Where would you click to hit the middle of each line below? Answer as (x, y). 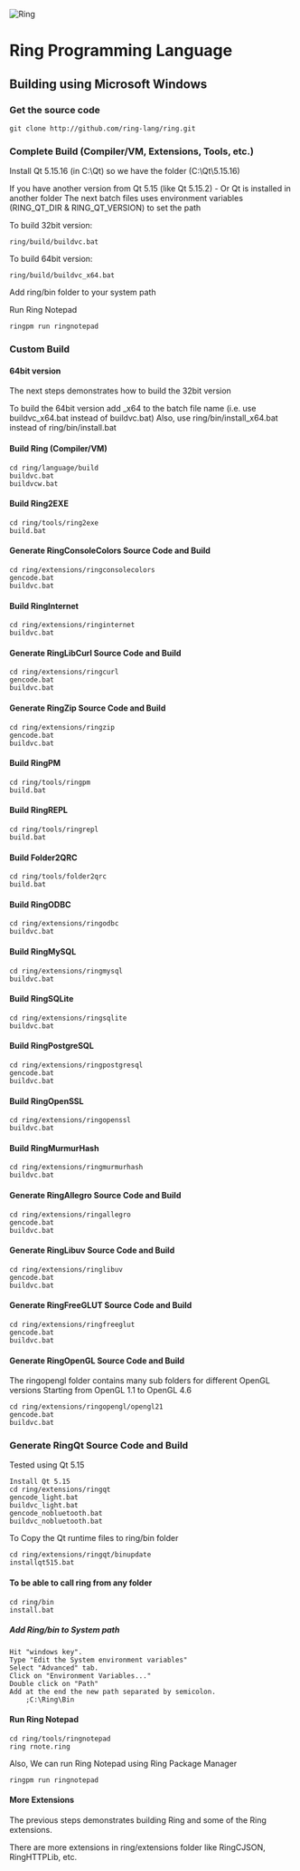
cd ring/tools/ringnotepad (60, 1739)
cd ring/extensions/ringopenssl (70, 1120)
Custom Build (40, 349)
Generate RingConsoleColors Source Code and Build (110, 551)
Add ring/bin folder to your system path (83, 292)
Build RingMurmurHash (54, 1148)
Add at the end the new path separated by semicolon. (113, 1692)
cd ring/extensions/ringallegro (70, 1215)
